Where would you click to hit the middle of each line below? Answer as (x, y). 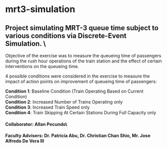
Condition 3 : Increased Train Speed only (47, 107)
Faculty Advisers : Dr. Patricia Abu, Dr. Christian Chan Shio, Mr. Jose (78, 136)
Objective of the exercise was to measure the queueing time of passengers (83, 56)
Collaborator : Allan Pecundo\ (36, 124)
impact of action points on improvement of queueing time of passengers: (81, 81)
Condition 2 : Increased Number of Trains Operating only (64, 102)
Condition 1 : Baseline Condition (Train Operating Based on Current (74, 91)
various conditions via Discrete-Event (66, 35)
